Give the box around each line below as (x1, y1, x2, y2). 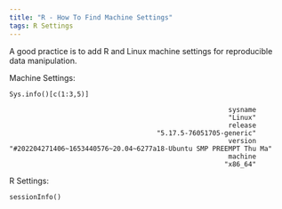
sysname (228, 105, 256, 114)
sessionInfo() (9, 192, 62, 201)
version (228, 136, 256, 145)
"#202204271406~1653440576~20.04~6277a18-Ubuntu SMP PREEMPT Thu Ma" (9, 144, 273, 153)
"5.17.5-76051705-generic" (156, 128, 256, 138)
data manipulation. (9, 55, 77, 66)
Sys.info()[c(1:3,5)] (9, 90, 90, 99)
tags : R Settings (9, 21, 74, 30)
